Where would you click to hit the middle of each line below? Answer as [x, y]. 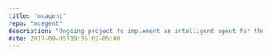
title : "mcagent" [38, 16]
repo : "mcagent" [35, 23]
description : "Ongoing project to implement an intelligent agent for [129, 31]
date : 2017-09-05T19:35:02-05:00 [65, 38]
